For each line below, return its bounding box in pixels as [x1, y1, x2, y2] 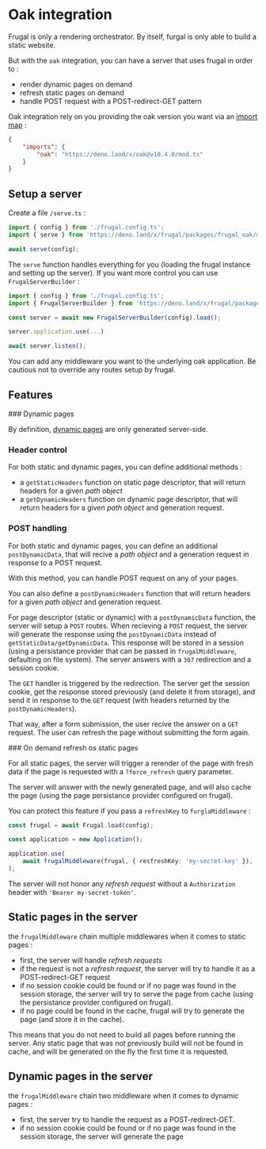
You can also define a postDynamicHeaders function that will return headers [8, 588, 251, 598]
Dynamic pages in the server [8, 1070, 153, 1083]
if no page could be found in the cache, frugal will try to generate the [19, 1006, 245, 1016]
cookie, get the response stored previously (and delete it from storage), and [8, 687, 256, 696]
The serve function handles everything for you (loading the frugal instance [8, 260, 251, 269]
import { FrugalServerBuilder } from [8, 299, 133, 307]
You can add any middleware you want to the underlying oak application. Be [8, 357, 256, 366]
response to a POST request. [8, 557, 103, 567]
